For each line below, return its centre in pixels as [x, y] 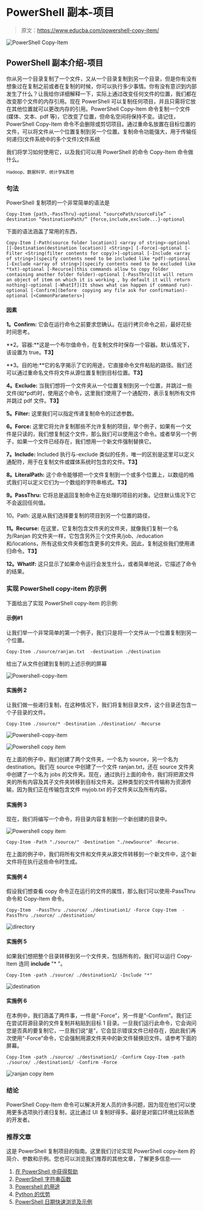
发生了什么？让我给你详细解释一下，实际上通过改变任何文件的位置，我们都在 [101, 94]
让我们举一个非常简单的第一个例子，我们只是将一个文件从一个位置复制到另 [99, 632]
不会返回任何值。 [27, 503]
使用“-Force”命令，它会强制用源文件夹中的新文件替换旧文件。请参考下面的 [104, 1038]
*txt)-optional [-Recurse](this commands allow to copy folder [88, 270]
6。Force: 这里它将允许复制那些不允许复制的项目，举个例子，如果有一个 [96, 426]
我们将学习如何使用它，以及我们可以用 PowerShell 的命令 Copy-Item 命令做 [100, 152]
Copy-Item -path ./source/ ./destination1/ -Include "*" [79, 975]
